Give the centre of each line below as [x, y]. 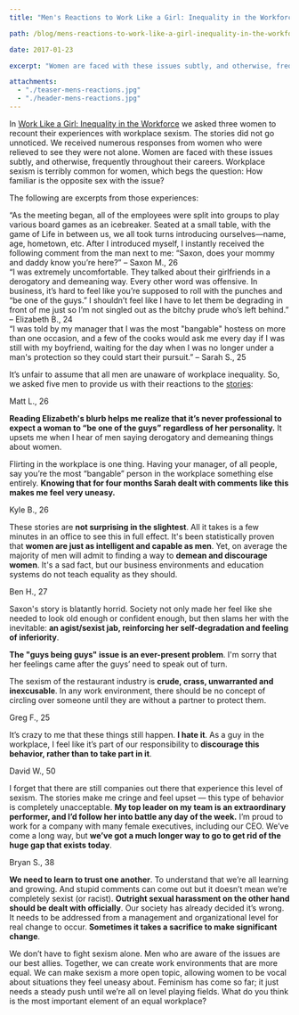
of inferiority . [34, 637]
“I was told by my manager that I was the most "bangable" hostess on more [148, 328]
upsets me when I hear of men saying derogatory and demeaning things [141, 437]
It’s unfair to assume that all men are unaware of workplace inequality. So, [145, 374]
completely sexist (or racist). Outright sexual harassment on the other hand [149, 898]
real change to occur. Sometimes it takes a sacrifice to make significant [143, 927]
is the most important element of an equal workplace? [108, 1001]
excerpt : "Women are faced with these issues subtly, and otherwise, [141, 66]
